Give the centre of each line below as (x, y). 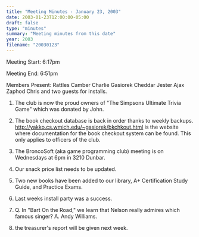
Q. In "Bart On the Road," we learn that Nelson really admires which (97, 210)
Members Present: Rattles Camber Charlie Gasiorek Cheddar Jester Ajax (95, 85)
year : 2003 (20, 39)
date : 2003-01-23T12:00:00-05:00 (48, 17)
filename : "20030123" (33, 45)
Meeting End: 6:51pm (32, 73)
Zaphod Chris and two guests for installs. (57, 91)
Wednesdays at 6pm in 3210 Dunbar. (60, 157)
